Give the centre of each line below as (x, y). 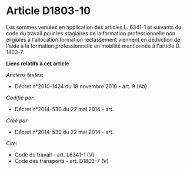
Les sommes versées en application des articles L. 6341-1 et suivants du (94, 27)
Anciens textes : (25, 75)
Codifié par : (21, 98)
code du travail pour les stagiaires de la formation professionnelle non (91, 33)
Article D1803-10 (49, 11)
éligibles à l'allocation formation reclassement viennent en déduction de (93, 39)
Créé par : (18, 120)
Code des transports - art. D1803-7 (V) (61, 161)
